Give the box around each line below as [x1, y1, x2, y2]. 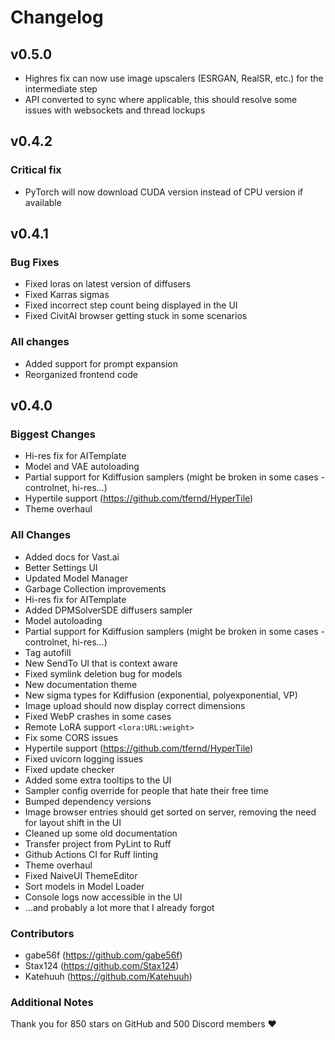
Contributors [10, 926, 75, 940]
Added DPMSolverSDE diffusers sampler [24, 604, 193, 616]
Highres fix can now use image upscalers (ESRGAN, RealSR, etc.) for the [24, 72, 324, 84]
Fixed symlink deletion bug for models [24, 667, 183, 680]
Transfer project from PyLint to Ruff [24, 837, 172, 850]
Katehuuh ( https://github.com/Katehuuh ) [24, 970, 193, 982]
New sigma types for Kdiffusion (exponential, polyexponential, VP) [24, 689, 298, 701]
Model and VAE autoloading [24, 461, 140, 473]
